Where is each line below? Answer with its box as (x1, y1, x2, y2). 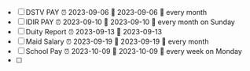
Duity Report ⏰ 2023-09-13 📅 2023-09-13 (25, 27, 163, 36)
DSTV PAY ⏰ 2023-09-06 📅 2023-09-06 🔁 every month (25, 8, 208, 16)
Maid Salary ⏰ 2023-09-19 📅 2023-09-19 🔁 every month (25, 37, 209, 46)
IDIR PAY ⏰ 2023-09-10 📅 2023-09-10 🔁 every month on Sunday (25, 17, 236, 27)
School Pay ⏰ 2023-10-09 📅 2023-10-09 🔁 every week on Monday (25, 47, 242, 55)
